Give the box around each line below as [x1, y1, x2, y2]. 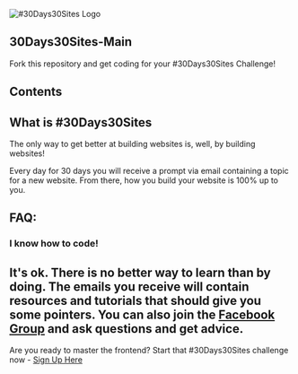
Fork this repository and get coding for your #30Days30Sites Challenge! [9, 58, 276, 69]
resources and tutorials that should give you [9, 292, 262, 309]
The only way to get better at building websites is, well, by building [9, 139, 256, 150]
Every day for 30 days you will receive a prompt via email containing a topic [9, 166, 289, 177]
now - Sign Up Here [9, 354, 83, 365]
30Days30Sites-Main [9, 34, 133, 49]
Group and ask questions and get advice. [9, 321, 244, 336]
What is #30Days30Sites [9, 115, 153, 130]
